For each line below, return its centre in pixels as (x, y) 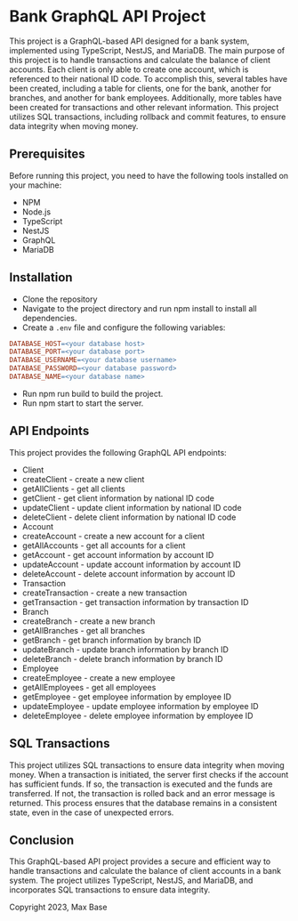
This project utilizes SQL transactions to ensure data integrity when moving (147, 765)
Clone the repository (60, 299)
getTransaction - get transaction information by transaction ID (135, 602)
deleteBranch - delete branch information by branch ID (123, 658)
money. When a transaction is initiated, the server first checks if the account (149, 774)
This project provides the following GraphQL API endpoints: (118, 452)
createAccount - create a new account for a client (113, 536)
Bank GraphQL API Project (108, 16)
